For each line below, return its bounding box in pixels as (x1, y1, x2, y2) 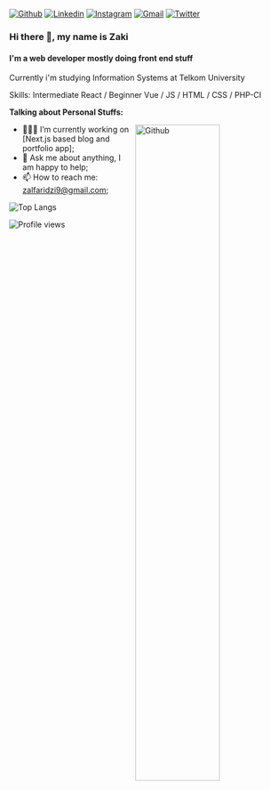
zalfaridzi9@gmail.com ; (21, 185, 109, 196)
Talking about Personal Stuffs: (9, 107, 123, 117)
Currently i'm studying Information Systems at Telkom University (9, 72, 246, 84)
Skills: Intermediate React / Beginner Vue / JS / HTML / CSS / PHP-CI (9, 90, 262, 101)
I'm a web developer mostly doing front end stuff (9, 52, 194, 63)
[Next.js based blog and (21, 133, 110, 144)
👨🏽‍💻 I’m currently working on (21, 125, 130, 135)
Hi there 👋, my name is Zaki (9, 30, 129, 43)
